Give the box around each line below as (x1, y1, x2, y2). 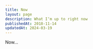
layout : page (5, 12, 32, 17)
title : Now (5, 7, 28, 12)
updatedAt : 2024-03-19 (5, 26, 52, 31)
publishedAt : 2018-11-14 (5, 21, 57, 26)
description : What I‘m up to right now (5, 16, 88, 21)
